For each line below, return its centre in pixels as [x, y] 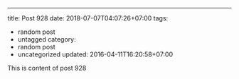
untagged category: [47, 39]
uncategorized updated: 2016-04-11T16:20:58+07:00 [95, 54]
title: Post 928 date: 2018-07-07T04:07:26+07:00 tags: [88, 18]
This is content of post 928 [47, 68]
